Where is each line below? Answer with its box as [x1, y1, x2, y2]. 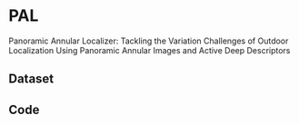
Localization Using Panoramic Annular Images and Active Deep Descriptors [8, 44, 291, 55]
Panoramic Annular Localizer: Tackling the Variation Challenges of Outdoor [8, 35, 289, 46]
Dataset [8, 72, 55, 87]
